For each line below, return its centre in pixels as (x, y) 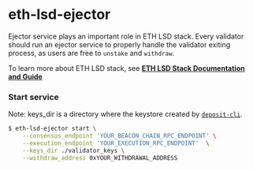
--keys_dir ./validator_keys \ (74, 150)
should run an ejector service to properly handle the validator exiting (119, 44)
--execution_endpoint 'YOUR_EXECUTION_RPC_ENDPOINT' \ (116, 143)
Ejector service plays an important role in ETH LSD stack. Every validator (126, 36)
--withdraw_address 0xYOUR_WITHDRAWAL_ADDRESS (100, 158)
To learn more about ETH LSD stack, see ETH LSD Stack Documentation (127, 68)
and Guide (26, 76)
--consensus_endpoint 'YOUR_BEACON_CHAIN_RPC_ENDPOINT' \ (119, 136)
